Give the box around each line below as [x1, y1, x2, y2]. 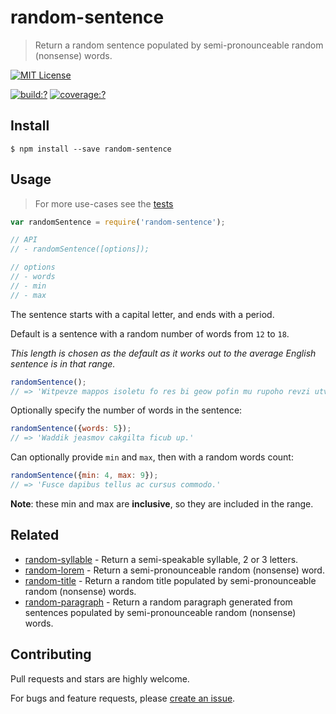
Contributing [10, 646, 92, 663]
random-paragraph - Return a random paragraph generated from [24, 596, 293, 608]
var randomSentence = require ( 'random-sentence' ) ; [10, 217, 226, 227]
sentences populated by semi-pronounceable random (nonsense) [24, 606, 297, 618]
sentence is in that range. [10, 357, 116, 370]
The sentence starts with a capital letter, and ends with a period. [10, 308, 275, 320]
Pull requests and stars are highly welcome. [10, 672, 190, 685]
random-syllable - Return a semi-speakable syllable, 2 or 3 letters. [24, 553, 299, 565]
